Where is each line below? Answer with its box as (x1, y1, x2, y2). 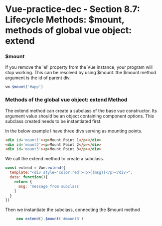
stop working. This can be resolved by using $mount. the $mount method (5, 70, 156, 76)
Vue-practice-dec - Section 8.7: (5, 3, 141, 15)
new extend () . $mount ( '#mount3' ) (16, 217, 84, 222)
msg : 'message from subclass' (18, 184, 81, 189)
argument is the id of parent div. (5, 75, 71, 81)
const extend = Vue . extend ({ (5, 165, 66, 170)
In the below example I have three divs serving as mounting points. (5, 128, 143, 134)
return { (14, 179, 32, 184)
